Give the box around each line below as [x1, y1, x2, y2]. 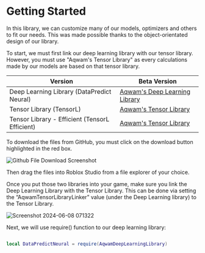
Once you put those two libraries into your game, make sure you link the [6, 180, 187, 187]
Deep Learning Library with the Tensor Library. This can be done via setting [6, 187, 196, 194]
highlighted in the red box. [6, 145, 72, 152]
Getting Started [6, 4, 87, 18]
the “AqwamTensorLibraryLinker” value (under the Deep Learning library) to [6, 193, 197, 200]
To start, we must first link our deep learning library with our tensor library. [6, 49, 193, 56]
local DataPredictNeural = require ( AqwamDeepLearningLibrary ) [6, 241, 168, 247]
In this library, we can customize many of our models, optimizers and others [6, 25, 197, 32]
